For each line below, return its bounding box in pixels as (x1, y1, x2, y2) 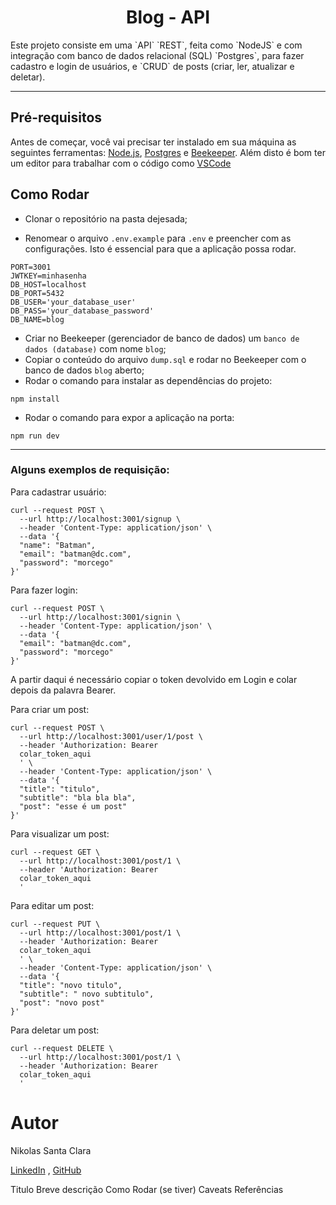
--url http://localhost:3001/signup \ (19, 514, 182, 524)
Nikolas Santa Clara (10, 1144, 92, 1156)
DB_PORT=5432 (10, 288, 65, 298)
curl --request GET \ (10, 847, 101, 857)
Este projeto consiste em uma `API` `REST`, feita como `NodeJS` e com (10, 39, 303, 51)
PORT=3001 (10, 262, 52, 272)
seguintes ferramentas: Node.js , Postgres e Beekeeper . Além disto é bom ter (10, 146, 326, 158)
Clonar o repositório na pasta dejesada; (24, 212, 188, 225)
